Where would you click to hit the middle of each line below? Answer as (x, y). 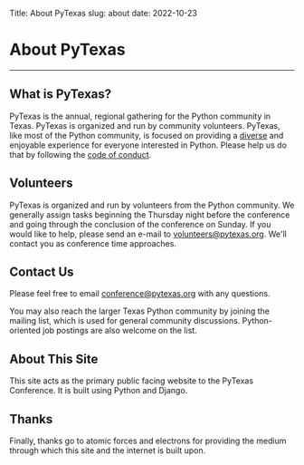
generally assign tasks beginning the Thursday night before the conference (150, 214)
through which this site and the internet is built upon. (108, 450)
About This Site (54, 358)
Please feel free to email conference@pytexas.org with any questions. (140, 294)
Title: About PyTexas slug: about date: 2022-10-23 (103, 13)
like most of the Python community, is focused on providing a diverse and (147, 135)
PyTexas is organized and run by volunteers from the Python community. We (152, 205)
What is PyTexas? (60, 94)
